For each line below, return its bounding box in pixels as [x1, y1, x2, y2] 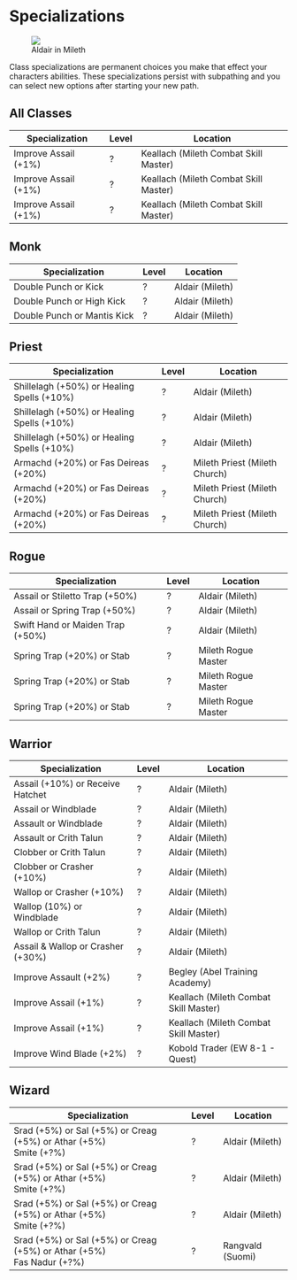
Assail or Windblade [13, 803, 97, 815]
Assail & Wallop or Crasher [13, 940, 124, 952]
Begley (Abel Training [168, 966, 258, 977]
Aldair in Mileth [31, 44, 87, 55]
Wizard [9, 1083, 50, 1099]
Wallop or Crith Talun [13, 926, 101, 937]
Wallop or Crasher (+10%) [13, 886, 124, 898]
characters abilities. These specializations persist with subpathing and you [9, 71, 281, 81]
